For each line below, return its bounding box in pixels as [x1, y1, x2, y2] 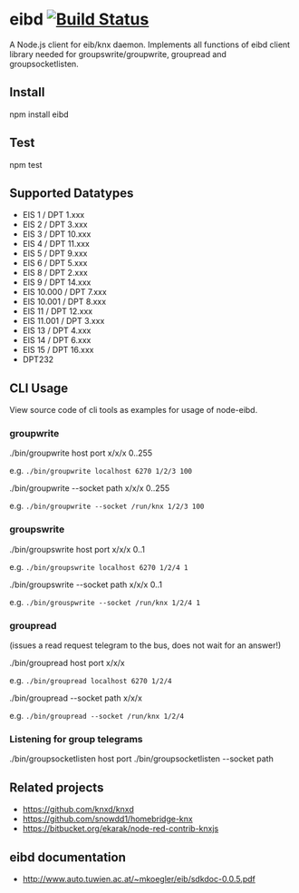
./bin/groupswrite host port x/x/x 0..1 [9, 544, 145, 554]
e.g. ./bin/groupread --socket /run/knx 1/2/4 [9, 711, 184, 721]
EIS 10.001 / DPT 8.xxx [22, 296, 107, 308]
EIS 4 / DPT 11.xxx [22, 239, 91, 250]
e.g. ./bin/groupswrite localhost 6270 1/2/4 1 [9, 561, 188, 572]
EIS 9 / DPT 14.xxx [22, 277, 92, 288]
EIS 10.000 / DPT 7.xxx [22, 287, 107, 298]
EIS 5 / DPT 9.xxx [22, 248, 88, 259]
